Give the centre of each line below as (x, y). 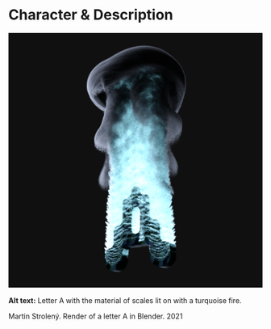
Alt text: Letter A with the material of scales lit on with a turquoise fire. (125, 300)
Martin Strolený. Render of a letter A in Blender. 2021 (96, 316)
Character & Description (91, 15)
